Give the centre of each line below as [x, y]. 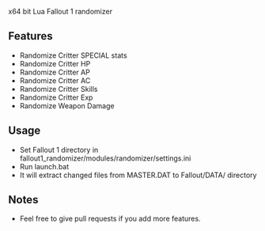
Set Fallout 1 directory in [59, 150]
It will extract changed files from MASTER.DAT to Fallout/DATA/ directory [138, 175]
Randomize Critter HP [55, 63]
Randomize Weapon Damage [67, 105]
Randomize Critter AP [55, 72]
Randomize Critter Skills [59, 89]
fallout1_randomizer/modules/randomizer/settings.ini [105, 158]
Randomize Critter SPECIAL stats [74, 55]
